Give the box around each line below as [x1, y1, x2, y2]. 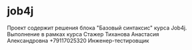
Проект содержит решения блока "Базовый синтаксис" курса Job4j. [7, 24, 187, 31]
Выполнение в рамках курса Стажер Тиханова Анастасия [7, 30, 159, 37]
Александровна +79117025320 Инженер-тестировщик [7, 37, 150, 44]
